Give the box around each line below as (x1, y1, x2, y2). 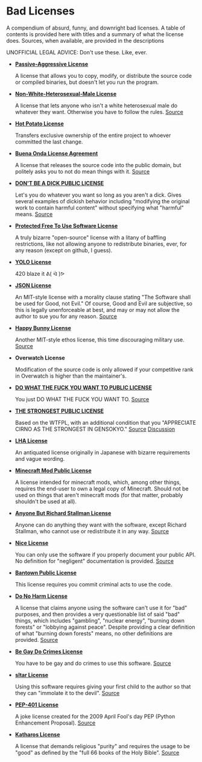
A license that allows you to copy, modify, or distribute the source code (14, 72, 192, 79)
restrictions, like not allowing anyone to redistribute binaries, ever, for (14, 240, 187, 247)
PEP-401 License (14, 701, 59, 708)
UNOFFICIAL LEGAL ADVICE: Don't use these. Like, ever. (6, 48, 148, 56)
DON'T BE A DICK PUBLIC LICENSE (14, 179, 104, 186)
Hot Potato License (14, 119, 65, 127)
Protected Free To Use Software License (14, 222, 118, 229)
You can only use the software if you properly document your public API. (14, 551, 196, 558)
